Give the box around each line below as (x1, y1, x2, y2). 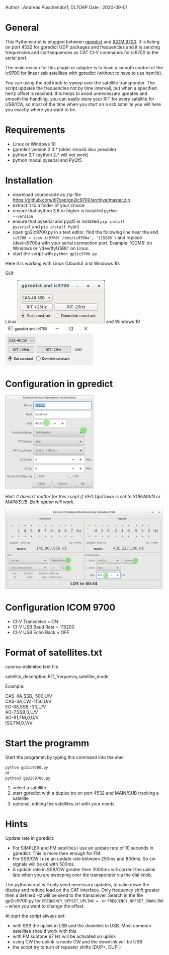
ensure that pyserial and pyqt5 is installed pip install (12, 218, 125, 224)
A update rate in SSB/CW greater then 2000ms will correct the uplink (12, 866, 156, 872)
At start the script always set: (5, 913, 66, 919)
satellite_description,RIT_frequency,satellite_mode (5, 673, 109, 679)
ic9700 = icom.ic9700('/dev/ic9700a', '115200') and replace (12, 234, 142, 241)
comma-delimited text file (5, 663, 59, 670)
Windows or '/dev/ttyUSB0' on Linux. (12, 245, 90, 251)
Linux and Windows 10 (5, 318, 140, 324)
